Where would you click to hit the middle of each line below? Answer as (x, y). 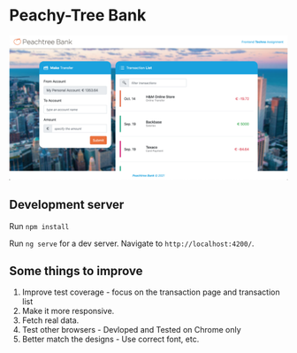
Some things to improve (76, 271)
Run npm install (39, 226)
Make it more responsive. (68, 311)
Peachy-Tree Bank (78, 15)
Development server (67, 205)
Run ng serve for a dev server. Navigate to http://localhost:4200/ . (132, 243)
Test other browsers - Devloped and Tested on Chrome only (131, 330)
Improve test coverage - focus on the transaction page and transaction (151, 292)
